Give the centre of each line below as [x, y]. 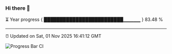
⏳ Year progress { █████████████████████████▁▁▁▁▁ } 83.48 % [84, 19]
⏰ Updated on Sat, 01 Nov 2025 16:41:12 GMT [53, 36]
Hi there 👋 [18, 8]
